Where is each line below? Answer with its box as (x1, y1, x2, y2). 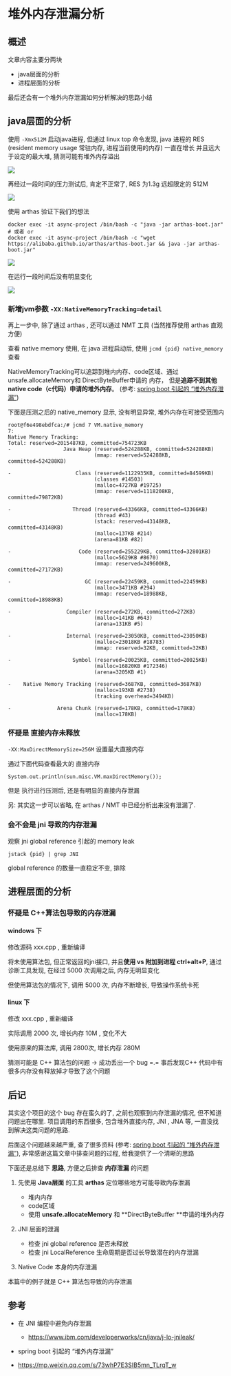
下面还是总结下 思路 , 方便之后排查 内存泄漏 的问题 (8, 1164, 149, 1172)
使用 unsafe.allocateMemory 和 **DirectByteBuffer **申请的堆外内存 (27, 1210, 225, 1219)
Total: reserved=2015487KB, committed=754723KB (8, 440, 147, 447)
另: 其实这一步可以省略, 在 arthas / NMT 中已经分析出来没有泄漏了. (8, 801, 196, 809)
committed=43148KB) (8, 524, 64, 531)
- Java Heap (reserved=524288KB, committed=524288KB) (8, 446, 214, 453)
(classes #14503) (93, 476, 144, 483)
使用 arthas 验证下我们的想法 (8, 207, 90, 216)
